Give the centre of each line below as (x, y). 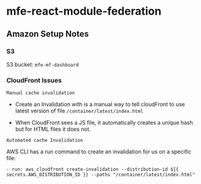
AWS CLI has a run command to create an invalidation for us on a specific (99, 152)
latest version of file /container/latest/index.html (79, 111)
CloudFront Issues (34, 80)
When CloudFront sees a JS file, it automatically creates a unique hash (104, 123)
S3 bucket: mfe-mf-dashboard (43, 64)
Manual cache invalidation (41, 93)
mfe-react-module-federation (84, 11)
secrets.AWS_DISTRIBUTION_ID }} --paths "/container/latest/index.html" (101, 175)
